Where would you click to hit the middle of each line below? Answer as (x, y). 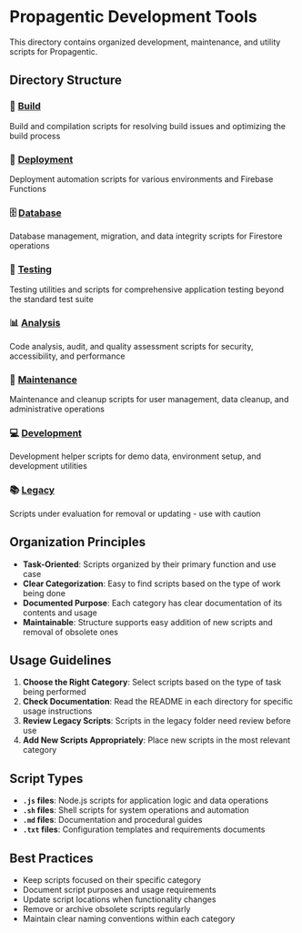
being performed (54, 692)
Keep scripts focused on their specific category (112, 879)
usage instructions (57, 711)
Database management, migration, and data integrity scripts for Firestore (146, 236)
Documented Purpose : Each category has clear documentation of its (152, 603)
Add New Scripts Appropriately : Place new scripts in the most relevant (156, 740)
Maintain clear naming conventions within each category (129, 918)
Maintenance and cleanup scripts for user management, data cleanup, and (149, 400)
